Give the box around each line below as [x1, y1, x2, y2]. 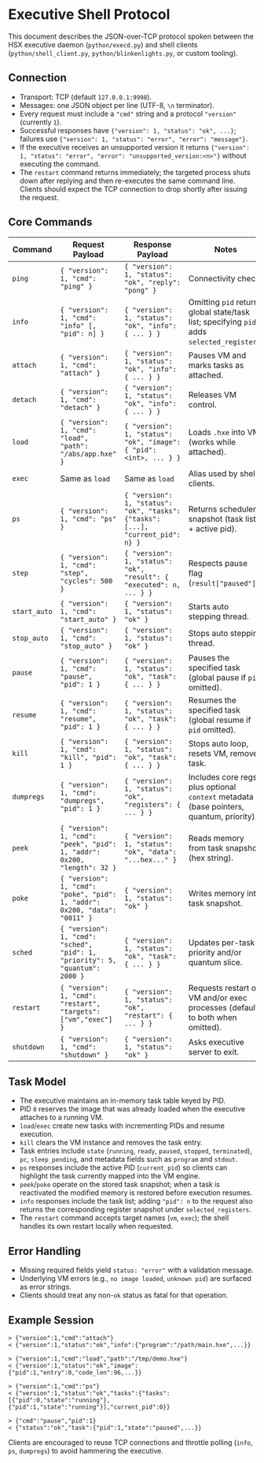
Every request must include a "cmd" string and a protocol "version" [19, 109, 237, 118]
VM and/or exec [188, 992, 247, 1003]
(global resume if [188, 714, 251, 725]
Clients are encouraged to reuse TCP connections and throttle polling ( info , [8, 1438, 253, 1447]
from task [188, 842, 224, 853]
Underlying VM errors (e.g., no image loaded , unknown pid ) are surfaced [19, 1274, 251, 1283]
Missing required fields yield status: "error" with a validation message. [19, 1265, 254, 1275]
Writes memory [188, 888, 245, 899]
